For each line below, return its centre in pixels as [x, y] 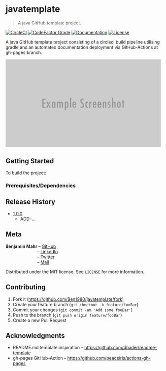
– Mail [43, 262]
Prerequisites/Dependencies [41, 185]
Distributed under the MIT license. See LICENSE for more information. [75, 272]
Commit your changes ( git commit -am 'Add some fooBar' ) [73, 310]
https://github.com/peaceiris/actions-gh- [109, 358]
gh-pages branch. [24, 52]
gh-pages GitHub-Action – [39, 358]
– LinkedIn [48, 251]
